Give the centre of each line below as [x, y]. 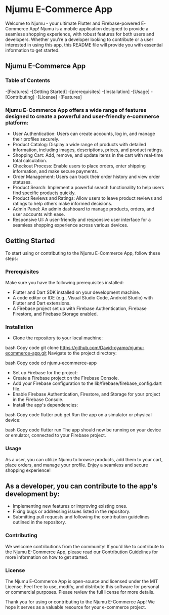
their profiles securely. [36, 139]
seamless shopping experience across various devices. [70, 225]
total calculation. [30, 160]
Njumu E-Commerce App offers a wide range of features [76, 110]
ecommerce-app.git [26, 353]
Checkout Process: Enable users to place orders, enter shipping [79, 166]
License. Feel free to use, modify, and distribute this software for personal [82, 587]
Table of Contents [28, 80]
